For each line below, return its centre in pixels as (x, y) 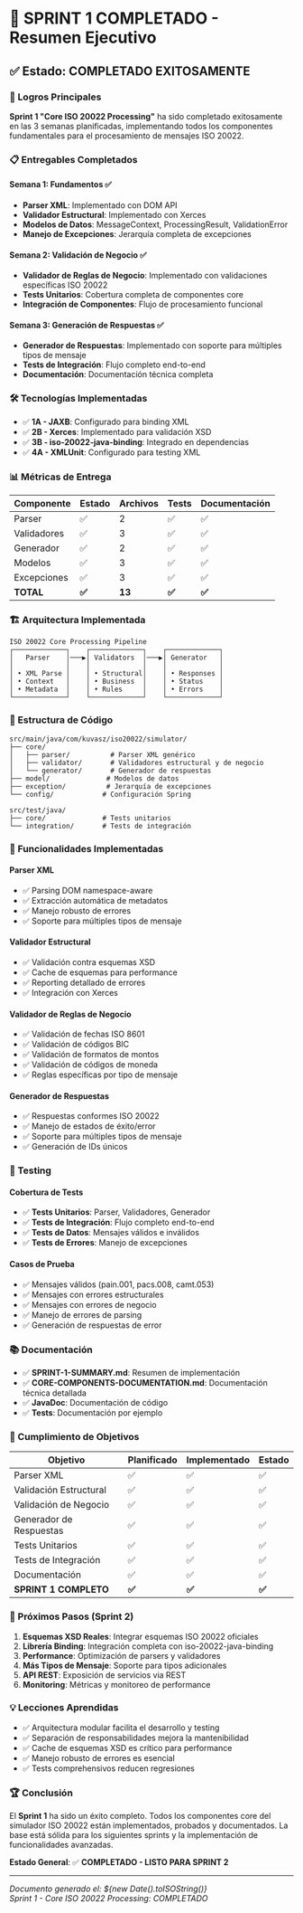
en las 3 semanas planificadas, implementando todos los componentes (141, 126)
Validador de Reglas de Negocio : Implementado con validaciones (145, 276)
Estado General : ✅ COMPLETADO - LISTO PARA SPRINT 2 (119, 1862)
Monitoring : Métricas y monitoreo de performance (116, 1684)
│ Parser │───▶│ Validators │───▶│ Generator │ (116, 658)
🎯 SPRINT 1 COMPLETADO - (114, 19)
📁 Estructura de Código (61, 720)
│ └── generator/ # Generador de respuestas (110, 771)
